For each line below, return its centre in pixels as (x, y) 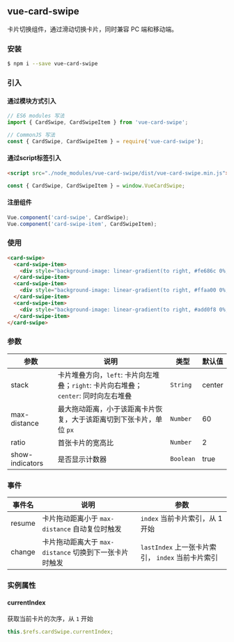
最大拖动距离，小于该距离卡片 (107, 408)
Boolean (183, 459)
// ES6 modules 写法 (36, 116)
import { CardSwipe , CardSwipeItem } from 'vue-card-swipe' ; (98, 122)
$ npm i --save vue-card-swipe (53, 64)
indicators (27, 463)
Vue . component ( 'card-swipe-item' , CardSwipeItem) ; (82, 224)
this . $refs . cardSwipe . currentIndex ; (60, 632)
